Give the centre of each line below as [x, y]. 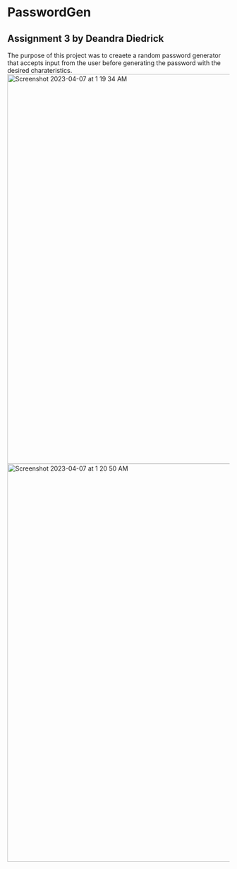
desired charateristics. [40, 70]
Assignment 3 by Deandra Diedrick [86, 39]
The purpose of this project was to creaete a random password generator [114, 55]
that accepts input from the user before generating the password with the [114, 63]
